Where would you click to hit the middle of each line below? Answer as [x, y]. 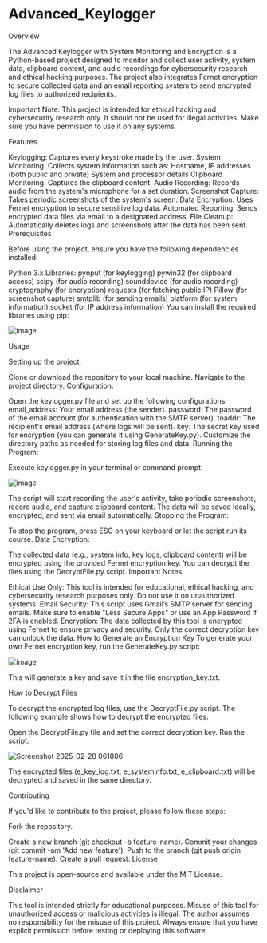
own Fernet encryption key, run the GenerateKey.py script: [104, 646]
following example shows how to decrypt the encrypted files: [108, 716]
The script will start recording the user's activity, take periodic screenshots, [132, 498]
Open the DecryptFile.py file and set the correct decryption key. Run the [127, 732]
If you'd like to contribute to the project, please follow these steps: [117, 811]
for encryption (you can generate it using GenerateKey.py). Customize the [130, 435]
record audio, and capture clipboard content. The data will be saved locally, [132, 507]
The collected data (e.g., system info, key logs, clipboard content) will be [128, 554]
